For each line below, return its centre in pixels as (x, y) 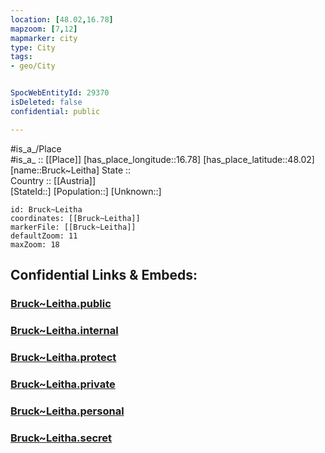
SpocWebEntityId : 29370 (60, 93)
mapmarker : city (44, 38)
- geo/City (33, 66)
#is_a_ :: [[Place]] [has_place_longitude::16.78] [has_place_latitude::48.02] (162, 159)
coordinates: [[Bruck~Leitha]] (75, 218)
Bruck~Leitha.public (61, 303)
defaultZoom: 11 (44, 236)
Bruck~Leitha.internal (64, 330)
